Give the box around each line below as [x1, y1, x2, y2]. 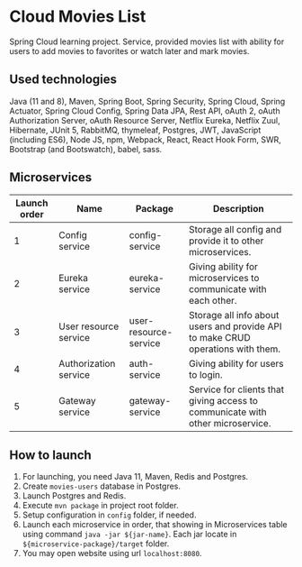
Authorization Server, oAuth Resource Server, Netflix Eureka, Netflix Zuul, [9, 114, 280, 125]
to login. [188, 368, 223, 380]
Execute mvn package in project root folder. [22, 500, 179, 511]
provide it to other [188, 234, 264, 247]
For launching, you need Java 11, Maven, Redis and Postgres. [22, 471, 249, 482]
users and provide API [188, 320, 282, 333]
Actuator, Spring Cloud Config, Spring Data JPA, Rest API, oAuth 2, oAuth [9, 105, 280, 116]
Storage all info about [188, 308, 280, 321]
